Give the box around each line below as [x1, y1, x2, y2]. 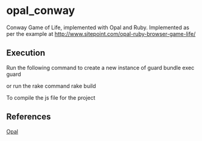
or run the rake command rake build [6, 82, 96, 89]
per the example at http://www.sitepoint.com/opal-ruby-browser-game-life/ [6, 30, 196, 37]
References [6, 112, 51, 122]
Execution [6, 48, 46, 58]
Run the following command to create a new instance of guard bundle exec [6, 64, 195, 71]
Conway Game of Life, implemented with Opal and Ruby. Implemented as [6, 24, 190, 31]
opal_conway [6, 4, 75, 18]
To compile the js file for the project [6, 94, 96, 101]
